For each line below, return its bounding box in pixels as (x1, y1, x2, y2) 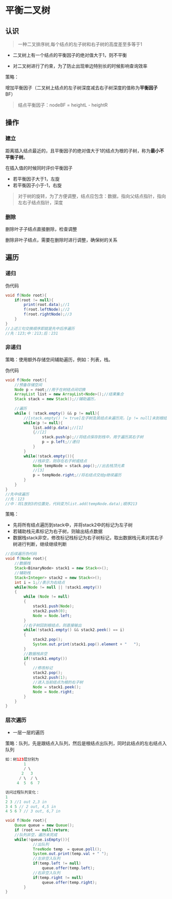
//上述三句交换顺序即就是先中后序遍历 (5, 326, 75, 331)
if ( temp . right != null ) (32, 875, 83, 880)
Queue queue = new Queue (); (14, 823, 74, 828)
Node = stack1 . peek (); (32, 684, 81, 690)
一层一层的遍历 (12, 729, 45, 735)
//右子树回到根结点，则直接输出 (24, 623, 82, 628)
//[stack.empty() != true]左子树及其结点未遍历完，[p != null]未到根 (24, 415, 164, 421)
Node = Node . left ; (32, 613, 72, 618)
